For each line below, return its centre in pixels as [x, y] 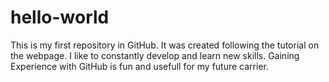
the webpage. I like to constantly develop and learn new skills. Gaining [155, 55]
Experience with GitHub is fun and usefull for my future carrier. [139, 66]
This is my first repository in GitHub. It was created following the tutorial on [165, 45]
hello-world [60, 17]
